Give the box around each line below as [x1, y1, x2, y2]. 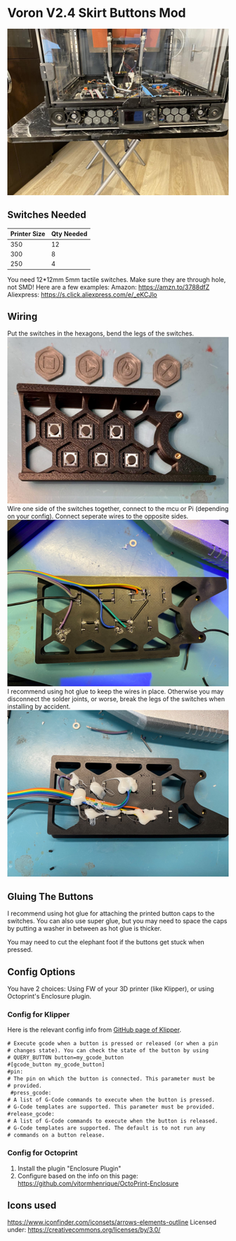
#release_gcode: [7, 1111, 55, 1118]
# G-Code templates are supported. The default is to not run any [7, 1125, 206, 1132]
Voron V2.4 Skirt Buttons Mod [7, 5, 186, 21]
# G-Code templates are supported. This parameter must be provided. [7, 1104, 216, 1111]
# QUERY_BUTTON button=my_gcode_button [7, 1054, 124, 1061]
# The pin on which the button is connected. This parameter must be [7, 1075, 216, 1082]
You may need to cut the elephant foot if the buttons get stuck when [7, 938, 205, 946]
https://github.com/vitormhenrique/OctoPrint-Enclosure [17, 1179, 179, 1187]
